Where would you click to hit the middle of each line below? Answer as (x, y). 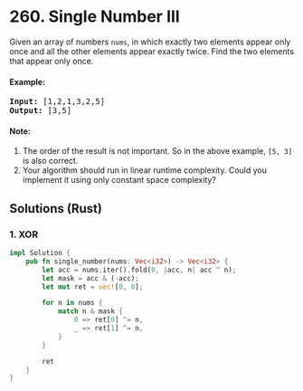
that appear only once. (52, 61)
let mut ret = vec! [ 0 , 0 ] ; (93, 287)
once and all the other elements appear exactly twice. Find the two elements (152, 51)
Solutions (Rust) (56, 209)
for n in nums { (72, 303)
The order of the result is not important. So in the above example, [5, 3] (157, 151)
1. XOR (24, 234)
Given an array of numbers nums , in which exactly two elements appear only (150, 42)
